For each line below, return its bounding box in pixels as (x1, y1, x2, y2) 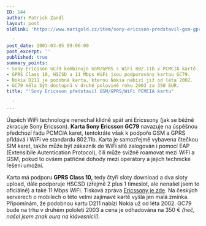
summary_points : (6, 59, 48, 66)
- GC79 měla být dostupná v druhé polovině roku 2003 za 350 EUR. (6, 83, 180, 89)
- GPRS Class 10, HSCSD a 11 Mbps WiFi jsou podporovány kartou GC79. (6, 71, 191, 77)
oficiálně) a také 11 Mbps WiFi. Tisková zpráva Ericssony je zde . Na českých (6, 186, 198, 194)
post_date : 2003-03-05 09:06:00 (6, 43, 89, 49)
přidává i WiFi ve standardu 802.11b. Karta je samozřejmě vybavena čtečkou (6, 135, 198, 143)
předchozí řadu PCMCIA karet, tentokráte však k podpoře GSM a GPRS (6, 129, 186, 137)
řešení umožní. (6, 162, 44, 169)
